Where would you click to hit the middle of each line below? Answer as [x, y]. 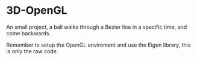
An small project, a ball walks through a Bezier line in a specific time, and [97, 27]
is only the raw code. [32, 51]
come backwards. [29, 33]
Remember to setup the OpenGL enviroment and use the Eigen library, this [98, 45]
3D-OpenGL [37, 10]
